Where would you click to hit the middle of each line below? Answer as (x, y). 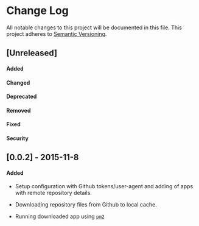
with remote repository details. (54, 193)
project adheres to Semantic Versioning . (57, 34)
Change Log (37, 11)
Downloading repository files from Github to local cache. (86, 205)
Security (17, 138)
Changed (18, 82)
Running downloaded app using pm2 (60, 216)
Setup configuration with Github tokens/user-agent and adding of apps (104, 186)
